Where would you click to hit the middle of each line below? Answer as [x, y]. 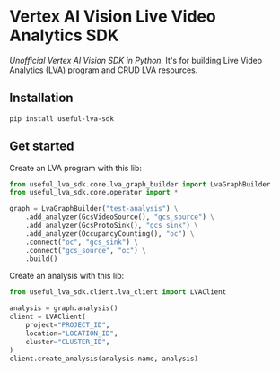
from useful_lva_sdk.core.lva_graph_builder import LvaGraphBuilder [140, 184]
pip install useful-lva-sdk [62, 118]
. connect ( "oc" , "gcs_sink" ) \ [82, 242]
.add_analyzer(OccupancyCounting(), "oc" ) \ [110, 234]
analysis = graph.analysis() [64, 308]
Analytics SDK [64, 35]
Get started [42, 147]
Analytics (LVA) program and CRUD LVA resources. [104, 70]
